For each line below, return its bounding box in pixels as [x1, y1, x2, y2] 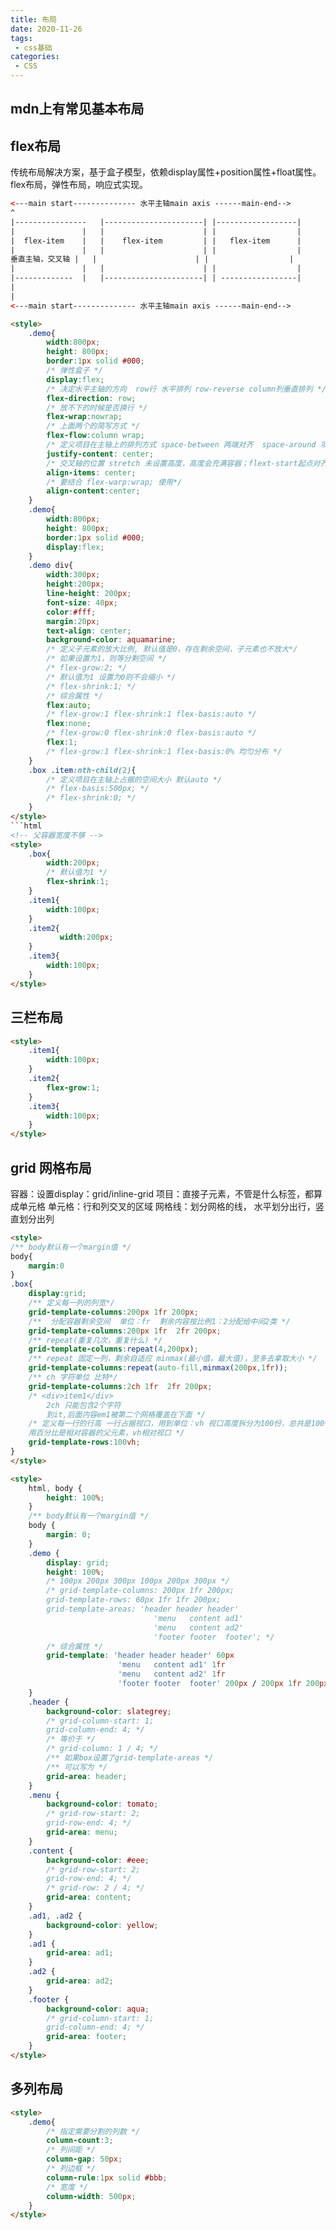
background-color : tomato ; [46, 1799, 159, 1810]
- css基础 [14, 42, 53, 53]
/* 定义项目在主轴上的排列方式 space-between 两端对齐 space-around [46, 440, 317, 450]
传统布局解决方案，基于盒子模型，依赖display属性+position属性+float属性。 [10, 166, 322, 178]
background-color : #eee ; [46, 1855, 150, 1865]
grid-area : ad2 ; [46, 1976, 114, 1986]
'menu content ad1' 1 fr [117, 1660, 226, 1670]
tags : [10, 33, 33, 43]
